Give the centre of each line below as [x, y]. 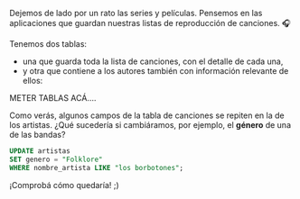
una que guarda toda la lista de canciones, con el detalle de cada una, [153, 61]
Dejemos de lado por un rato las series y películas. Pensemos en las [136, 13]
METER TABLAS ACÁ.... [53, 98]
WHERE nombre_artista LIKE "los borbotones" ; [96, 167]
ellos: [33, 81]
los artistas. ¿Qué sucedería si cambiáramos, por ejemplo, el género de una [150, 125]
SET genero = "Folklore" [56, 159]
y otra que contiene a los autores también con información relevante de [155, 71]
